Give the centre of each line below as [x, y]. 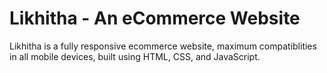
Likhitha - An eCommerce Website [155, 18]
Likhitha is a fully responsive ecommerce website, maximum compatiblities [163, 46]
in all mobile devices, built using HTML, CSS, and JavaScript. [135, 56]
